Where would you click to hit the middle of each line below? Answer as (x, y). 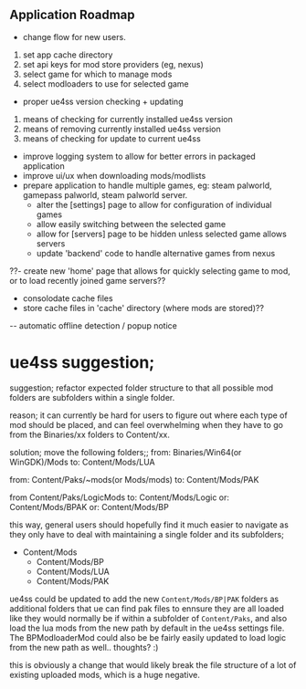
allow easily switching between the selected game (131, 224)
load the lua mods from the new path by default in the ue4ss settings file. (147, 628)
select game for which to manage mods (97, 74)
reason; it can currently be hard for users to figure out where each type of (148, 415)
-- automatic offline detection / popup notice (94, 325)
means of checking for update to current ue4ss (111, 138)
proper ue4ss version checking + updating (103, 101)
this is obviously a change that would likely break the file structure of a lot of (153, 664)
